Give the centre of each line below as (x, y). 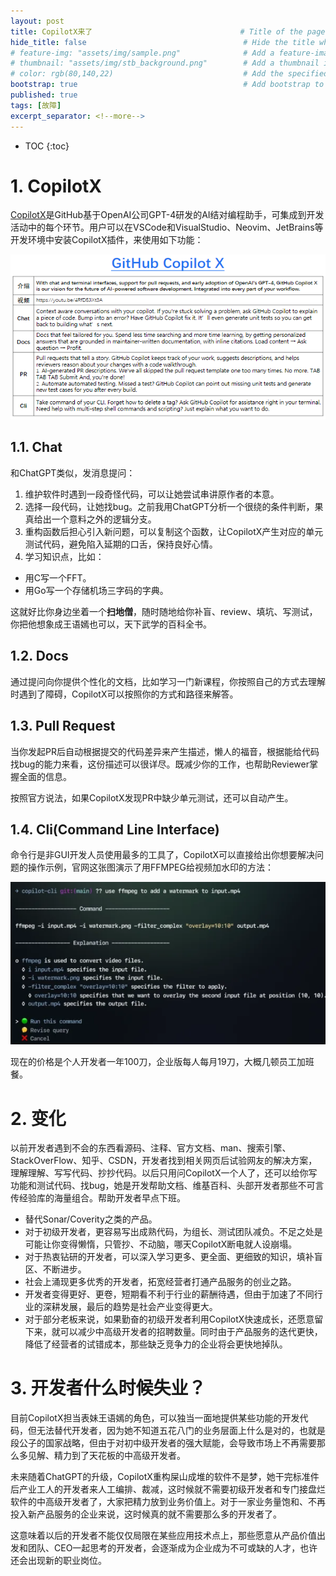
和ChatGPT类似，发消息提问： (73, 472)
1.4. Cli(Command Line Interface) (115, 829)
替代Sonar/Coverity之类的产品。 (91, 1219)
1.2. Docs (39, 656)
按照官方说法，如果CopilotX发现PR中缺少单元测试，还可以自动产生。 (152, 797)
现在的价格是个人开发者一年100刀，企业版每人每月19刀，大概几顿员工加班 (162, 1062)
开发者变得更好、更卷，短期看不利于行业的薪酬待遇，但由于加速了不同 (169, 1294)
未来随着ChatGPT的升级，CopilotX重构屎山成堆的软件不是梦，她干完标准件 (165, 1477)
